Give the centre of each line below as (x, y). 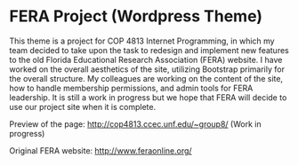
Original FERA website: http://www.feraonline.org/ (101, 150)
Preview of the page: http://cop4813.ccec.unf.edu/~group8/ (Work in (135, 124)
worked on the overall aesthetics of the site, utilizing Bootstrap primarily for (147, 69)
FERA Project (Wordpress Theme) (136, 16)
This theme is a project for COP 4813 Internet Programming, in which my (142, 41)
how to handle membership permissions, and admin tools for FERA (131, 88)
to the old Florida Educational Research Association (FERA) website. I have (146, 59)
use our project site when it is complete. (83, 106)
